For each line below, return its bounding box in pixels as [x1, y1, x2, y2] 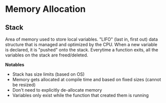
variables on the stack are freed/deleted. [5, 52, 88, 58]
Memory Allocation [5, 3, 86, 15]
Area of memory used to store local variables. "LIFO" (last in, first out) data [5, 36, 158, 42]
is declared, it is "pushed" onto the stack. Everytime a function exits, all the [5, 47, 159, 52]
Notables [5, 62, 25, 67]
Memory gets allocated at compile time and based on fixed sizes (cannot [12, 77, 161, 82]
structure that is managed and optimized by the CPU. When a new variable [5, 42, 158, 48]
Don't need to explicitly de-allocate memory [12, 87, 103, 93]
